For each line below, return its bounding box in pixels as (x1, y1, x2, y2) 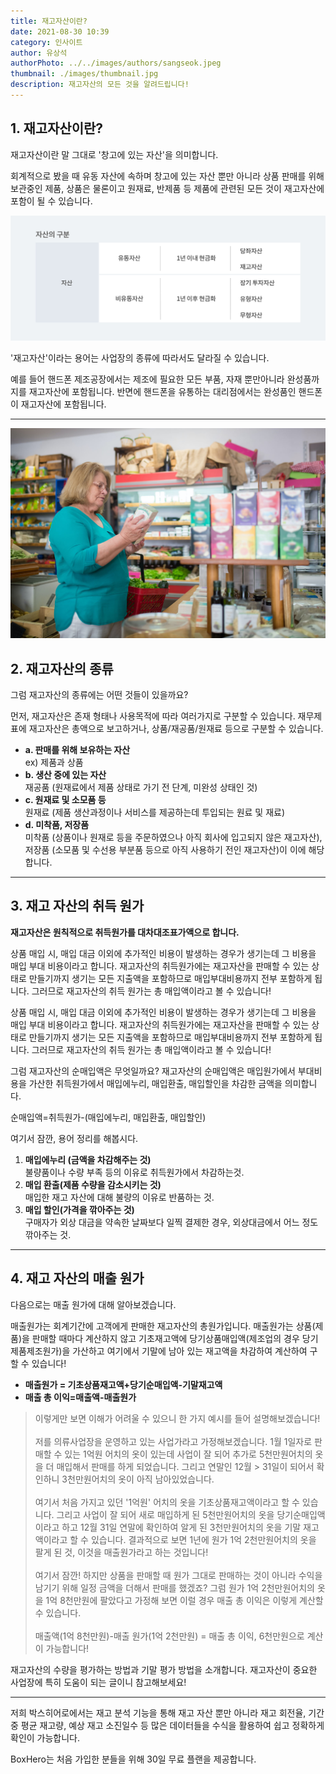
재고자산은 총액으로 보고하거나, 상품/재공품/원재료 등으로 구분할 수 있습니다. (28, 722, 324, 734)
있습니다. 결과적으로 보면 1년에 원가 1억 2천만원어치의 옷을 (90, 1533, 317, 1545)
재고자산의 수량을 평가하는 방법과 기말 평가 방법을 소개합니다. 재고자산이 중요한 (10, 1663, 318, 1675)
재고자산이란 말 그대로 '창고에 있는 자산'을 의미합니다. (10, 148, 219, 160)
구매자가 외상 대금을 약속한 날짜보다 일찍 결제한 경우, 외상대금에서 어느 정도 (24, 1216, 319, 1228)
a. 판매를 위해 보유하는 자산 (24, 743, 131, 755)
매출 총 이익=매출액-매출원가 (24, 1391, 137, 1403)
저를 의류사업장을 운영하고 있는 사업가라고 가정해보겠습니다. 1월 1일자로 (34, 1435, 313, 1447)
